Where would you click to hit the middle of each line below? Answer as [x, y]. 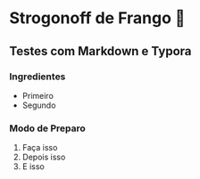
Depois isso [44, 157]
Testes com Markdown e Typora [100, 51]
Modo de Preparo [48, 128]
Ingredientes [37, 77]
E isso [33, 167]
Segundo [39, 105]
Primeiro [37, 95]
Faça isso [40, 148]
